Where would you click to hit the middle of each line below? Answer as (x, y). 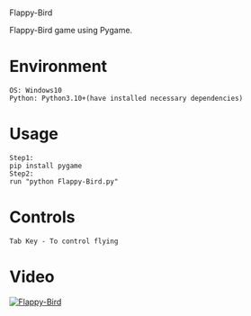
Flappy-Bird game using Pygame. (71, 31)
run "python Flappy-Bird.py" (64, 182)
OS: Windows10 (36, 91)
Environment (58, 67)
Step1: (22, 158)
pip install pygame (46, 166)
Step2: (22, 174)
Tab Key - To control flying (64, 241)
